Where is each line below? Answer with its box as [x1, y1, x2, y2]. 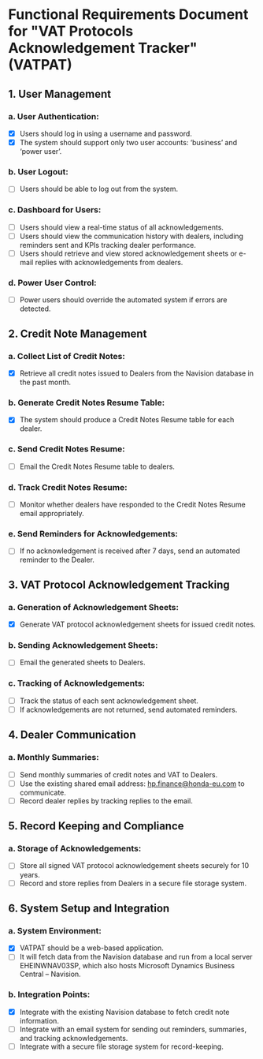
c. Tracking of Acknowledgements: [8, 678, 146, 689]
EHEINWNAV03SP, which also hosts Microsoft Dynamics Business [19, 961, 235, 971]
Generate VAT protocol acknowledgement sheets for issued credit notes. [19, 619, 256, 629]
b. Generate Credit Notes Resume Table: [8, 397, 165, 408]
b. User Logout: [8, 166, 69, 177]
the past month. [19, 377, 72, 387]
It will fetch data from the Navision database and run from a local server [19, 952, 254, 962]
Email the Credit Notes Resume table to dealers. [19, 462, 176, 471]
